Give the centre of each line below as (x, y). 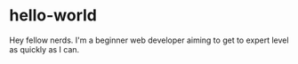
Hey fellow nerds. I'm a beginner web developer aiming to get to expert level (149, 40)
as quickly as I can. (44, 49)
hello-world (53, 16)
